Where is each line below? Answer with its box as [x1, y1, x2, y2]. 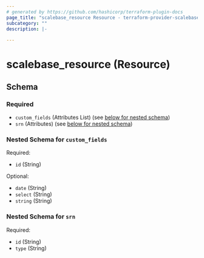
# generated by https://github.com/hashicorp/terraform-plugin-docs [6, 8, 183, 15]
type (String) [15, 244, 47, 252]
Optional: [6, 172, 29, 180]
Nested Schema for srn [6, 212, 76, 221]
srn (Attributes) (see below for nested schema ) [15, 120, 133, 127]
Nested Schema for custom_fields [6, 135, 107, 143]
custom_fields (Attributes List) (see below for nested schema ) [15, 114, 171, 121]
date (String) [15, 185, 47, 192]
